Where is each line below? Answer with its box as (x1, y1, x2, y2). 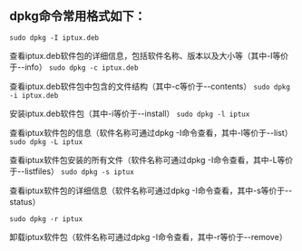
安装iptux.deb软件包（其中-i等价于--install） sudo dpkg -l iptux (9, 108, 250, 119)
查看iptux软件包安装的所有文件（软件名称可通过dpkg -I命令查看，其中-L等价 (9, 154, 294, 165)
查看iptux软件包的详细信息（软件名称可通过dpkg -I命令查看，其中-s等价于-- (9, 185, 293, 196)
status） (9, 196, 41, 207)
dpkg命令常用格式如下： (9, 8, 147, 24)
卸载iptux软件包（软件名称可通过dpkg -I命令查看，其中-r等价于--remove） (9, 231, 287, 242)
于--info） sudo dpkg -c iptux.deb (9, 62, 139, 72)
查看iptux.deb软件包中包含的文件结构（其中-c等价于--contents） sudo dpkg (9, 81, 290, 92)
